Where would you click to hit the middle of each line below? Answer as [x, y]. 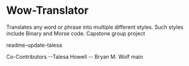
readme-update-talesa [34, 45]
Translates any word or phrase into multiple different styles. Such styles [95, 27]
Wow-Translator [47, 10]
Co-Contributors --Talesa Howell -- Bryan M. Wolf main [75, 56]
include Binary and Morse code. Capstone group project [76, 33]
